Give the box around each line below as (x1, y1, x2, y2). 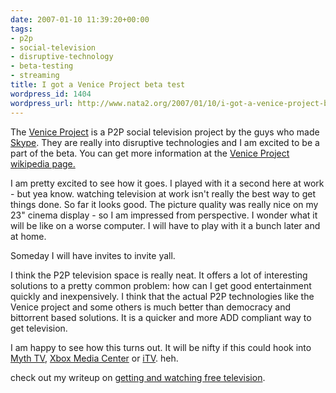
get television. (10, 322, 68, 334)
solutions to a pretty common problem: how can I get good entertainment (10, 279, 312, 291)
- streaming (10, 71, 60, 81)
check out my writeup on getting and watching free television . (10, 371, 266, 383)
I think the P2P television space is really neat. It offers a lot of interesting (10, 269, 308, 281)
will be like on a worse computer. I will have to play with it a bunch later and (10, 219, 321, 231)
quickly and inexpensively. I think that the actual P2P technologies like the (10, 290, 315, 302)
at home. (10, 230, 47, 242)
